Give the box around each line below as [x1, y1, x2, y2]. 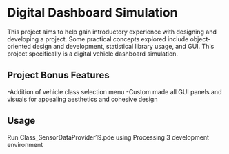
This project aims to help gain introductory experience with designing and [7, 27, 217, 36]
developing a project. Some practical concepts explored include [7, 34, 189, 43]
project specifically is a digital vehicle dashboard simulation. [7, 49, 178, 58]
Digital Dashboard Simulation [7, 5, 178, 21]
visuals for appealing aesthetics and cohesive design [7, 95, 158, 103]
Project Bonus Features [7, 69, 110, 81]
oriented [7, 42, 31, 50]
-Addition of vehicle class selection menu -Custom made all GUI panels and [7, 87, 222, 96]
